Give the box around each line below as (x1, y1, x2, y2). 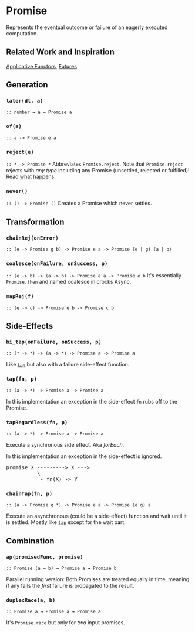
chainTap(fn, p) (6, 490, 53, 497)
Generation (6, 80, 48, 90)
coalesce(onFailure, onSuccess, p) (6, 260, 108, 267)
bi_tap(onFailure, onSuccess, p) (6, 338, 102, 345)
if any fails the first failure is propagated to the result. (6, 582, 135, 589)
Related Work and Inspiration (6, 47, 115, 57)
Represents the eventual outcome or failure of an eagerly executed (6, 24, 168, 31)
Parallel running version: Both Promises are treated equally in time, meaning (6, 575, 190, 582)
